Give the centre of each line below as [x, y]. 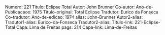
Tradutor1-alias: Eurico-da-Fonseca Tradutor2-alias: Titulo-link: [69, 22]
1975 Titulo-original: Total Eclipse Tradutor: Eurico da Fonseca [96, 12]
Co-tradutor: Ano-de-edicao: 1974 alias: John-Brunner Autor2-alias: [74, 17]
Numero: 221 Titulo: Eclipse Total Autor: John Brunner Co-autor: [70, 7]
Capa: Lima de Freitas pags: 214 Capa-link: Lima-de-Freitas [77, 27]
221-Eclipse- [148, 22]
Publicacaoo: [18, 12]
